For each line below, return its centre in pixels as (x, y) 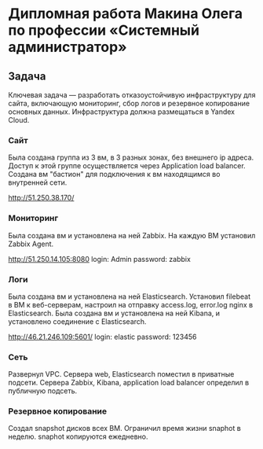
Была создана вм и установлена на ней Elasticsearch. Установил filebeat (130, 296)
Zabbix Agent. (31, 244)
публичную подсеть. (43, 391)
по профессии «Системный (104, 30)
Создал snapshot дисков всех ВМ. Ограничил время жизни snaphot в (124, 429)
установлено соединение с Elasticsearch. (77, 321)
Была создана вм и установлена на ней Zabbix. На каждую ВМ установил (132, 235)
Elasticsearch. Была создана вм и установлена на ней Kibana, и (114, 313)
